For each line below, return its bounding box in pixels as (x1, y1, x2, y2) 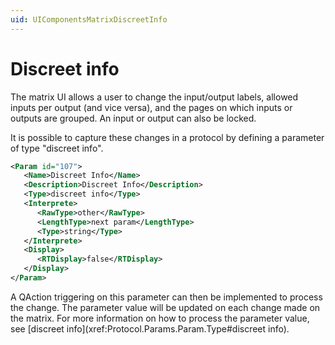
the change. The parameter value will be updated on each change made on (10, 301, 321, 313)
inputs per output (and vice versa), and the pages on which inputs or (10, 101, 293, 113)
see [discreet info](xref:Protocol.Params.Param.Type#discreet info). (10, 322, 290, 335)
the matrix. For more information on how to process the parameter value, (10, 312, 310, 324)
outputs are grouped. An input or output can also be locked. (10, 112, 257, 124)
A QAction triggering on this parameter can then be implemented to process (10, 291, 323, 303)
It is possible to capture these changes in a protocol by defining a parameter (10, 131, 325, 143)
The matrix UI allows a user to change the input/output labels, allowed (10, 91, 299, 103)
